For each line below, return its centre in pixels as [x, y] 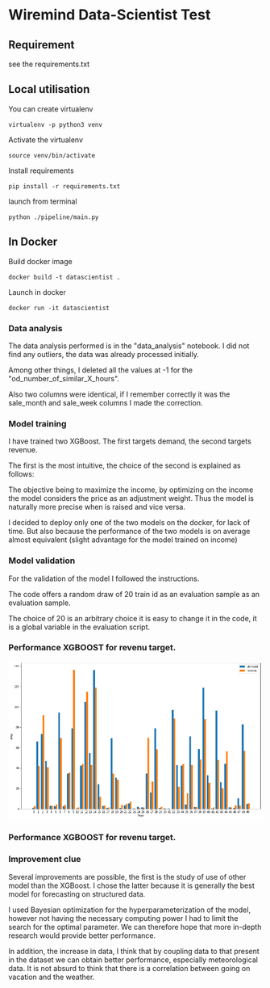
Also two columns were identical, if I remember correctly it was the [119, 394]
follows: [21, 474]
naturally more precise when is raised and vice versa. [97, 507]
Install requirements [41, 170]
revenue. [23, 450]
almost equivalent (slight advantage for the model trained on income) [123, 540]
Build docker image [40, 261]
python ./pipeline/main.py [54, 217]
